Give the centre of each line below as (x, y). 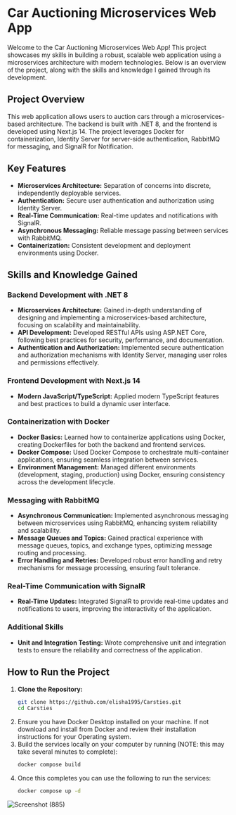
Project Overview (46, 100)
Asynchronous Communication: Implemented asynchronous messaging (123, 516)
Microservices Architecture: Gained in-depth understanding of (110, 310)
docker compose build (49, 765)
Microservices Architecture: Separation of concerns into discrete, (114, 185)
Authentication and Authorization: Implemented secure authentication (120, 348)
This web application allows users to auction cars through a (93, 116)
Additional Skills (36, 627)
